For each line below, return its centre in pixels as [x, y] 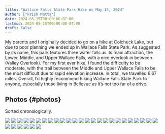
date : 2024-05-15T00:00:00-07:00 [39, 19]
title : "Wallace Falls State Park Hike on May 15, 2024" [65, 10]
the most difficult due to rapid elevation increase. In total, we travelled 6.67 [81, 73]
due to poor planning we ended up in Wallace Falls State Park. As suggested [82, 47]
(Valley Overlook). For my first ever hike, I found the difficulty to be [73, 63]
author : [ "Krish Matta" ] [31, 14]
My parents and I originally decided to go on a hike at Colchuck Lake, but [79, 42]
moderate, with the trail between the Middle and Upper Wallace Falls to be [80, 68]
